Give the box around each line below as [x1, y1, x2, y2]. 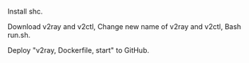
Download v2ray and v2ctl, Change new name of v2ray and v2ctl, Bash [7, 22, 242, 31]
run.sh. [7, 31, 31, 39]
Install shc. [7, 7, 43, 16]
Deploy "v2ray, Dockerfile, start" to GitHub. [7, 46, 149, 54]
